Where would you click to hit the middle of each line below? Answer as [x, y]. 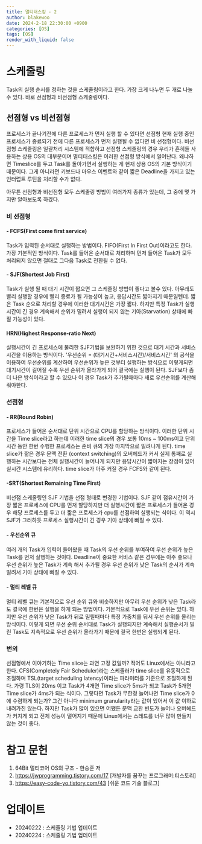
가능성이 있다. [29, 319]
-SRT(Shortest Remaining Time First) [54, 483]
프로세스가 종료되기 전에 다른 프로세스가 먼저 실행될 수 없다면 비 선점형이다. [95, 141]
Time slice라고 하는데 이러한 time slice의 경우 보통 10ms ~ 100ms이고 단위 [106, 439]
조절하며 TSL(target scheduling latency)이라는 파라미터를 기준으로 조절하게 [96, 678]
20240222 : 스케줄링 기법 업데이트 [56, 828]
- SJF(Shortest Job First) [38, 275]
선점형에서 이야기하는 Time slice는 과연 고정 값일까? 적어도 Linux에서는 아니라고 [101, 663]
